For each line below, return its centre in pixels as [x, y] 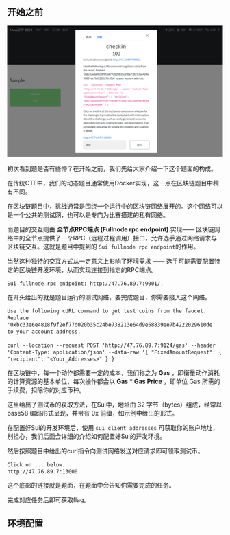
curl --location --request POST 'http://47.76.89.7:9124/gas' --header [111, 345]
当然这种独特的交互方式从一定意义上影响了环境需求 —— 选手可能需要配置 [111, 261]
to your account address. [44, 332]
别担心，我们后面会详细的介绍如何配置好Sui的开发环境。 [87, 436]
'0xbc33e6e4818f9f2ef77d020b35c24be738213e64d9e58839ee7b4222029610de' [111, 325]
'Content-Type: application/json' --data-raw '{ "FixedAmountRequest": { [115, 352]
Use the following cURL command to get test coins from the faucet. [107, 311]
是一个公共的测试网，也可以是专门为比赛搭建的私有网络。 [88, 214]
